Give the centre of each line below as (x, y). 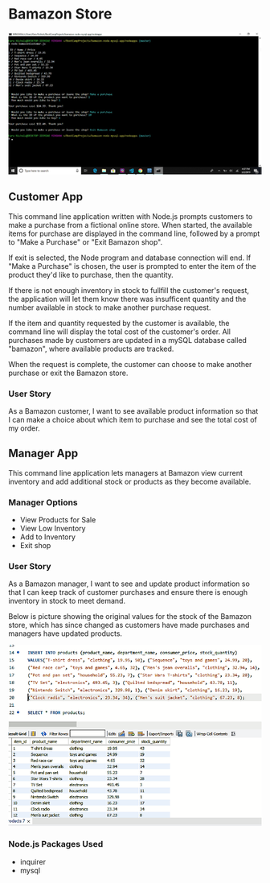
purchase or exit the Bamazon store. (68, 373)
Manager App (43, 454)
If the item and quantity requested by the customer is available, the (119, 323)
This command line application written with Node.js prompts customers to (131, 216)
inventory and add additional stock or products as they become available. (130, 481)
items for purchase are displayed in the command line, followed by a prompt (134, 233)
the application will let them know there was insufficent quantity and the (127, 299)
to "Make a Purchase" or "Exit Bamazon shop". (86, 241)
